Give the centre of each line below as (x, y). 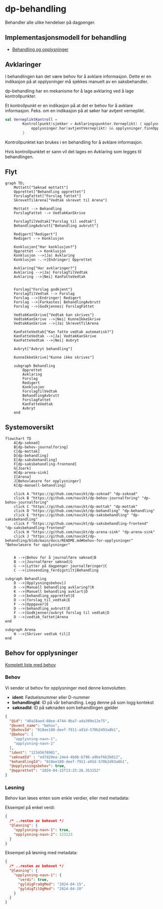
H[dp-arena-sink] (31, 472)
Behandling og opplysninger (40, 49)
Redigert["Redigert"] (35, 234)
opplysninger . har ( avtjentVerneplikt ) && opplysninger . (88, 129)
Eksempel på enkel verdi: (30, 808)
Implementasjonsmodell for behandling (66, 38)
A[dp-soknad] (27, 443)
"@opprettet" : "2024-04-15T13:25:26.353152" (55, 771)
